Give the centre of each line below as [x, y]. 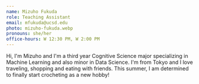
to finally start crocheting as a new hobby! [58, 75]
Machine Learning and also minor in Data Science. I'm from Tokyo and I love [100, 62]
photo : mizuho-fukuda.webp [40, 28]
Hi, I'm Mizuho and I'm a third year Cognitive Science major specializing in [97, 56]
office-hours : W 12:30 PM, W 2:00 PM [53, 39]
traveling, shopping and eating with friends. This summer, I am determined [97, 68]
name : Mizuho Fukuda [32, 12]
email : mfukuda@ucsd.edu [37, 22]
